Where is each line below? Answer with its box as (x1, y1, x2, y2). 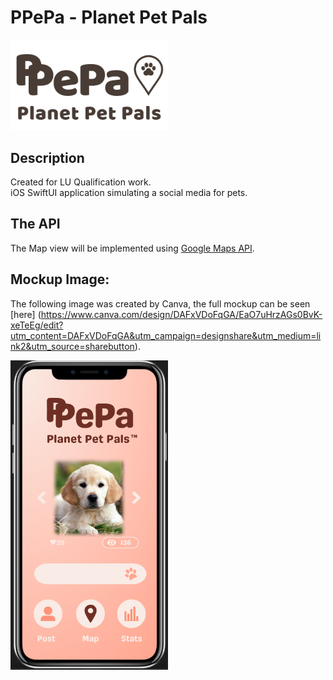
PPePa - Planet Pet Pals (10, 6, 208, 29)
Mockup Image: (10, 271, 110, 288)
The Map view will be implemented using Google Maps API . (10, 242, 255, 254)
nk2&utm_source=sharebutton (10, 340, 135, 352)
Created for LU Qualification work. (10, 176, 152, 188)
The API (10, 216, 61, 233)
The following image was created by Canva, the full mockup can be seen (10, 297, 311, 310)
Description (10, 149, 85, 166)
